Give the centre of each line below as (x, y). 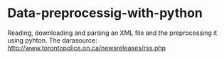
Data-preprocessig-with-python (105, 13)
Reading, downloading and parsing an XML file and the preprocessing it (112, 33)
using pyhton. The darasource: (52, 40)
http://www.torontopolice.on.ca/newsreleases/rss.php (86, 48)
